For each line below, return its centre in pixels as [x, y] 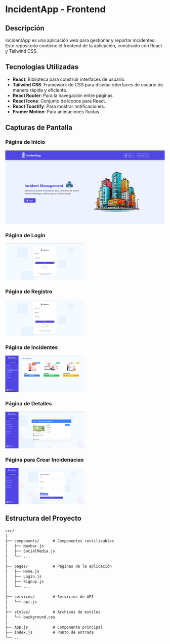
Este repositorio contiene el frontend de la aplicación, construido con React [84, 46]
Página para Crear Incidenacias [45, 460]
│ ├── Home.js [22, 571]
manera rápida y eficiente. [40, 90]
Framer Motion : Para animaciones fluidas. [56, 111]
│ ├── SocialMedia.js [30, 551]
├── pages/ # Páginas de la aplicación [59, 566]
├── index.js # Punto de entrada [50, 632]
